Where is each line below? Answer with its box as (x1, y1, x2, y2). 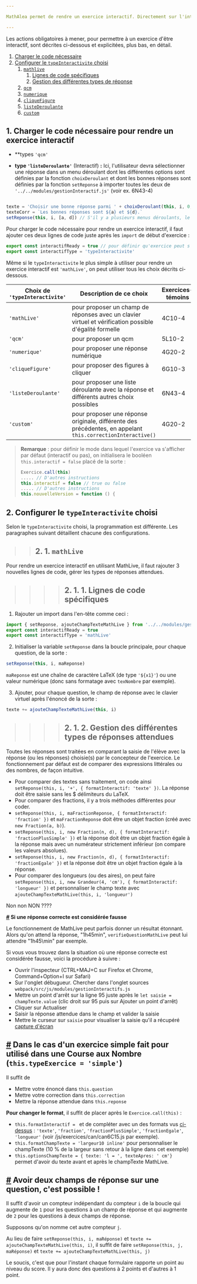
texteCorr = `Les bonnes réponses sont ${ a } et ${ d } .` (6, 210, 143, 215)
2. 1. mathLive (35, 546, 84, 556)
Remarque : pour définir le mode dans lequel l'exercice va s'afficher (20, 445, 185, 452)
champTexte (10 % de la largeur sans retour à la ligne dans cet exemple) (14, 1146, 189, 1153)
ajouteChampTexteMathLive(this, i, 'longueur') (14, 891, 133, 898)
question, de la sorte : (14, 649, 67, 656)
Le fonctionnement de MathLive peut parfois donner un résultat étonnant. (6, 925, 184, 932)
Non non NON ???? (6, 902, 52, 909)
